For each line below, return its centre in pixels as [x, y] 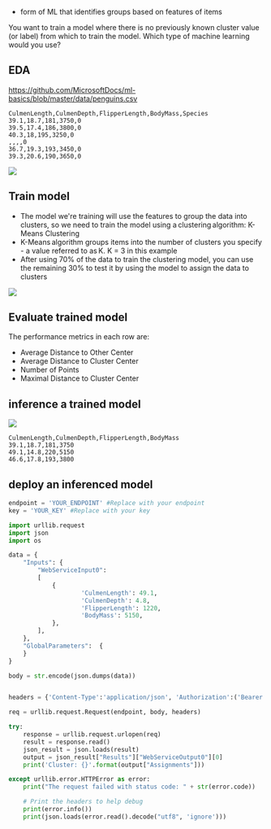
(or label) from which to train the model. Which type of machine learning [129, 36]
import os [25, 540]
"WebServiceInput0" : [72, 570]
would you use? [34, 45]
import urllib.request [47, 525]
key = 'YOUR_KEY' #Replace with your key [80, 510]
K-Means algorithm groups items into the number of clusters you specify [141, 242]
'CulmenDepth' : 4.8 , [116, 600]
